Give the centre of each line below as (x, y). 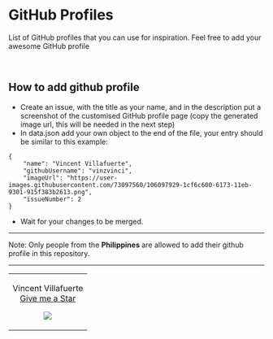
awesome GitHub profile (49, 46)
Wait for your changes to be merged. (82, 221)
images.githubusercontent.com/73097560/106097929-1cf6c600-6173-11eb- (130, 185)
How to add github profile (74, 87)
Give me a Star (48, 298)
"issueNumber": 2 (52, 199)
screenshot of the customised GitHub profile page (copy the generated (139, 115)
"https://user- (92, 178)
